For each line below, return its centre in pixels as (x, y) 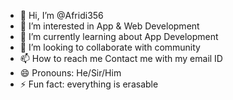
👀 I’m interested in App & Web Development (109, 26)
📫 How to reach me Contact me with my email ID (121, 58)
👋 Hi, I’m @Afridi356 (61, 15)
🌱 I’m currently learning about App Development (119, 36)
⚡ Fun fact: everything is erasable (89, 84)
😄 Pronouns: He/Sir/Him (70, 73)
